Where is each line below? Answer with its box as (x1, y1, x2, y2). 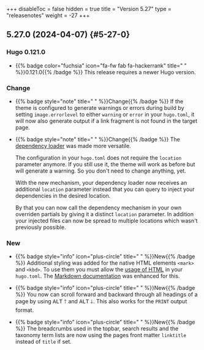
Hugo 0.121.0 (6, 48, 46, 56)
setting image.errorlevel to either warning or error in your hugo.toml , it (15, 111, 195, 118)
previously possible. (15, 224, 66, 231)
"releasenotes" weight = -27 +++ (6, 12, 90, 19)
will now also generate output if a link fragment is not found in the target (15, 117, 198, 125)
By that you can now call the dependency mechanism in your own (15, 204, 182, 211)
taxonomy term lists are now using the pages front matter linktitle (15, 332, 187, 339)
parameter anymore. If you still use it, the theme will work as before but (15, 160, 195, 168)
